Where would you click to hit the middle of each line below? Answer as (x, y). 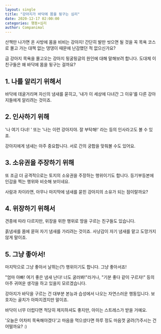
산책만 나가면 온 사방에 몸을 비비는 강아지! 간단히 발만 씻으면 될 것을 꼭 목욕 (76, 42)
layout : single (20, 9)
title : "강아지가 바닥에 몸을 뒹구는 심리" (42, 14)
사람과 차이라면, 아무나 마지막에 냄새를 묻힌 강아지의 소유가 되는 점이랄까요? (77, 192)
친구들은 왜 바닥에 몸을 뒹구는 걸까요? (40, 65)
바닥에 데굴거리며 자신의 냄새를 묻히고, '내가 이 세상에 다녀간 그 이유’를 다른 (76, 94)
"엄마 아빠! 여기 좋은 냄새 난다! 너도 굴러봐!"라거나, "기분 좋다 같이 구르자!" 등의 (80, 277)
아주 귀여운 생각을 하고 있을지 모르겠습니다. (46, 283)
